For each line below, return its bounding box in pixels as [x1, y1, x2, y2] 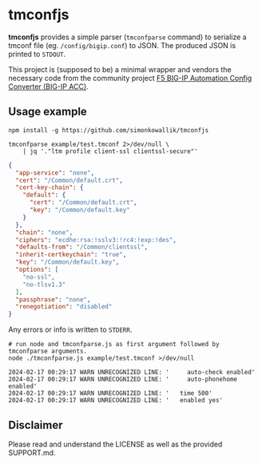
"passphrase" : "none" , [15, 295, 91, 304]
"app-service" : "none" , [15, 168, 94, 177]
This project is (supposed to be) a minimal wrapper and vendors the [8, 64, 232, 74]
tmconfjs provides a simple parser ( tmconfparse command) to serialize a [8, 32, 247, 42]
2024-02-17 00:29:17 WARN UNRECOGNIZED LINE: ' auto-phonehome [8, 375, 238, 384]
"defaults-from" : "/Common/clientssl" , [15, 243, 149, 252]
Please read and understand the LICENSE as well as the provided [8, 439, 223, 449]
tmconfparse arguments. [8, 347, 88, 356]
